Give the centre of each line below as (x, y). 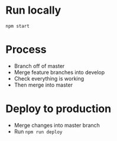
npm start (18, 26)
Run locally (33, 10)
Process (26, 49)
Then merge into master (43, 85)
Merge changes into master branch (57, 125)
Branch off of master (39, 66)
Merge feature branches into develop (59, 72)
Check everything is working (49, 78)
